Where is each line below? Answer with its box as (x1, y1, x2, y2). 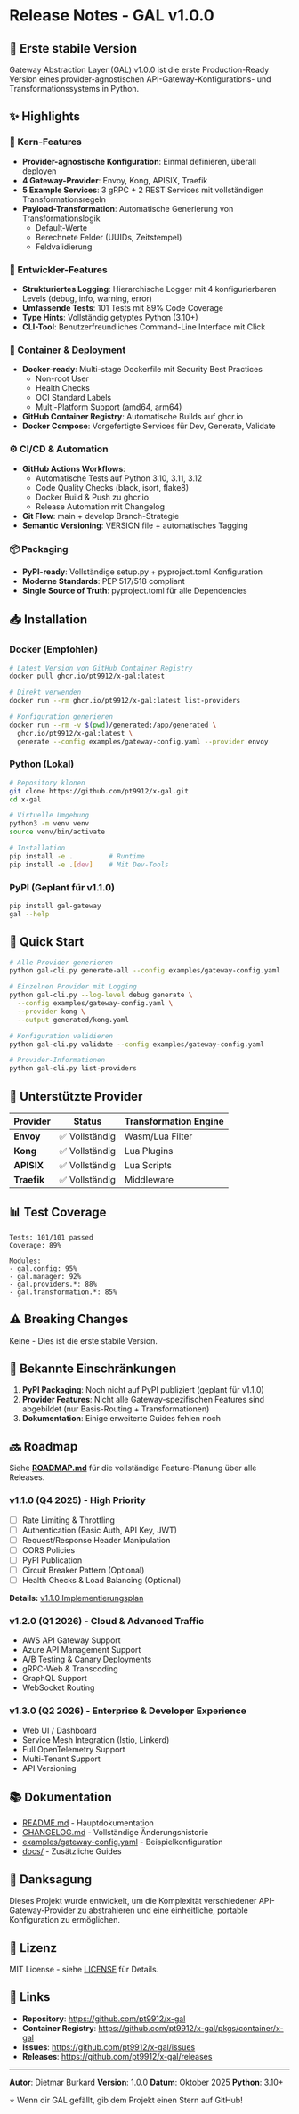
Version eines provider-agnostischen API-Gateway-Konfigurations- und (9, 74, 271, 85)
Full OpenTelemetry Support (21, 1744, 126, 1754)
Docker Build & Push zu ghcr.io (35, 492, 149, 502)
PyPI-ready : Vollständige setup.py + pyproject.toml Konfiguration (21, 566, 263, 577)
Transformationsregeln (21, 193, 107, 205)
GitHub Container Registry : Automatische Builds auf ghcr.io (21, 411, 243, 422)
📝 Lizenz (9, 1940, 58, 1955)
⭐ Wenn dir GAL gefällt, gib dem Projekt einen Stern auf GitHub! (9, 2094, 243, 2105)
